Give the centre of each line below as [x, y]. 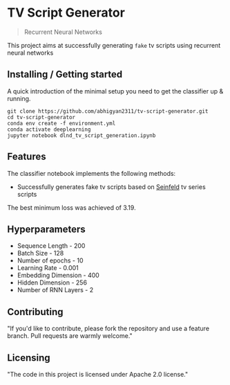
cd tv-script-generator [41, 117]
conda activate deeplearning [49, 129]
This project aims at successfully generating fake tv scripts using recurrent [114, 45]
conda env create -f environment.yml [61, 123]
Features [27, 157]
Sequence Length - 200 [51, 246]
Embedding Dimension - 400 [58, 276]
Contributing [35, 312]
